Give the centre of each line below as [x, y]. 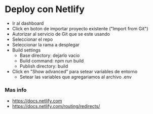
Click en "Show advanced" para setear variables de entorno [75, 71]
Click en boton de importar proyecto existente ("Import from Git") [80, 28]
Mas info [16, 90]
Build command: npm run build [52, 61]
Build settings [26, 50]
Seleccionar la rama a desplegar [46, 44]
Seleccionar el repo [32, 39]
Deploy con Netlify [45, 9]
